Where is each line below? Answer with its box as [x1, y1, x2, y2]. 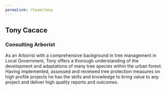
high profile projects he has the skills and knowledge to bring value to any [5, 74, 159, 80]
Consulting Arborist [5, 41, 55, 48]
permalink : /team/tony [5, 7, 53, 13]
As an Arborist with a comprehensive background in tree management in [5, 52, 157, 58]
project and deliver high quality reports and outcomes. [5, 79, 119, 85]
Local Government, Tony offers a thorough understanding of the [5, 58, 139, 64]
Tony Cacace [5, 26, 48, 35]
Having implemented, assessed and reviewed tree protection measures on [5, 68, 160, 74]
